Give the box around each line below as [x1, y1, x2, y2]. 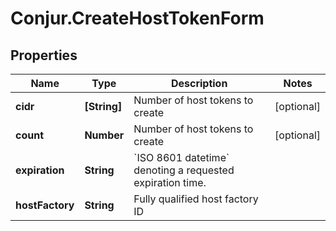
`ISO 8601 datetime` [133, 151, 230, 164]
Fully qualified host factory [133, 192, 259, 206]
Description [170, 77, 228, 90]
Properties [10, 47, 78, 64]
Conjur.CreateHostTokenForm [10, 7, 265, 30]
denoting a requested [133, 163, 235, 177]
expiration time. [133, 176, 207, 189]
